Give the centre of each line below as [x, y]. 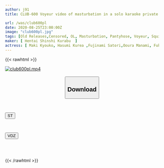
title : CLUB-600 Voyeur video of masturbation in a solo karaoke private [82, 14]
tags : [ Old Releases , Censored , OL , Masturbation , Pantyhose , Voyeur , [77, 37]
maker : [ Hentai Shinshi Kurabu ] [41, 41]
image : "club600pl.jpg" [29, 32]
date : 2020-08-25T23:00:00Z [34, 27]
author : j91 [17, 9]
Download [82, 89]
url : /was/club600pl [26, 23]
